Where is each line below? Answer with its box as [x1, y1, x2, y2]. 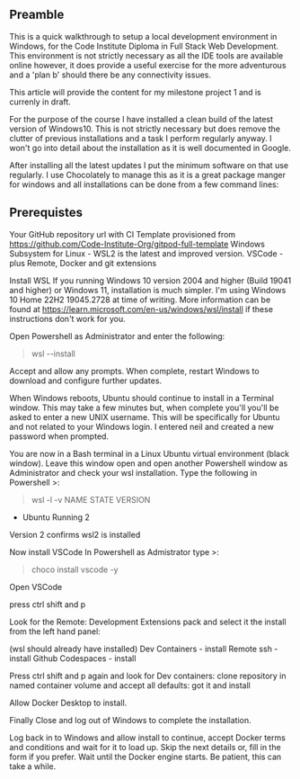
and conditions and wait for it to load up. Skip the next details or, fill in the [9, 741, 281, 752]
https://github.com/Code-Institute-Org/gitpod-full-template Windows [9, 238, 265, 249]
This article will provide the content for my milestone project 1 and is [9, 86, 262, 97]
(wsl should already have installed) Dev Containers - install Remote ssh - [9, 643, 278, 654]
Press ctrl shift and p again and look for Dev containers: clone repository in [9, 670, 287, 681]
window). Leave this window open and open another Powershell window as [9, 458, 288, 469]
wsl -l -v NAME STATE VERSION [31, 494, 151, 505]
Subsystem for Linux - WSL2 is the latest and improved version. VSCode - [9, 247, 284, 259]
